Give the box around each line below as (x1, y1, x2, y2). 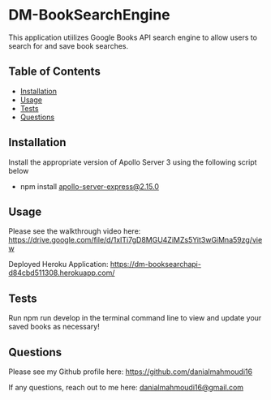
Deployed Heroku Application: (8, 260, 109, 269)
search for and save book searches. (8, 41, 128, 50)
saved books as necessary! (8, 322, 100, 332)
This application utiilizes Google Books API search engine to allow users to (8, 32, 258, 42)
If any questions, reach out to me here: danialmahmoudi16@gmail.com (8, 383, 244, 392)
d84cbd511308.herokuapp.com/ (8, 268, 115, 277)
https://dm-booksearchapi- (110, 260, 201, 269)
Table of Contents (8, 65, 101, 79)
